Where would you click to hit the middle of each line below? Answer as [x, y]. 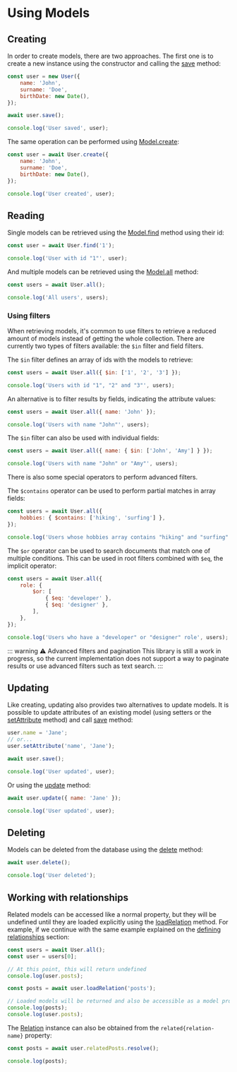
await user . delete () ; [39, 863]
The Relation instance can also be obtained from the [83, 1028]
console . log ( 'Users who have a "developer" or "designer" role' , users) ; [118, 637]
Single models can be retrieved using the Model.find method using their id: [116, 233]
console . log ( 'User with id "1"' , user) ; [68, 258]
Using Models [49, 13]
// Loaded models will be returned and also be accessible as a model [113, 1001]
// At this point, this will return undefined [77, 969]
